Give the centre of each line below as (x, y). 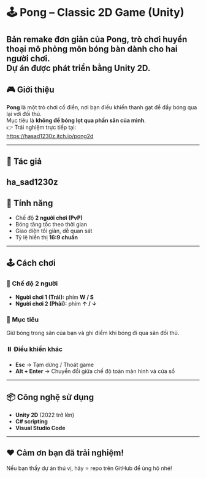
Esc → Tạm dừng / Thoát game (54, 365)
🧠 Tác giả (24, 161)
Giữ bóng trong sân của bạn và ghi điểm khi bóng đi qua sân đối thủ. (93, 333)
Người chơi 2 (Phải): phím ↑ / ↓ (56, 303)
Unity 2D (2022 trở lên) (45, 415)
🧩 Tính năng (30, 203)
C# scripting (31, 422)
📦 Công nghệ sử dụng (50, 397)
